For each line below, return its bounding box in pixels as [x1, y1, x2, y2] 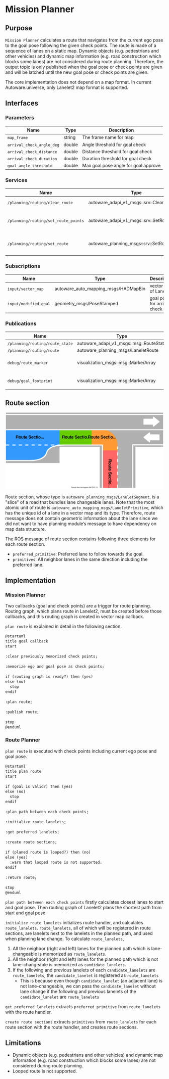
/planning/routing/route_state [7, 341, 73, 346]
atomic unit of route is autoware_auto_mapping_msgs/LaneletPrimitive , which [5, 504, 163, 510]
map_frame [7, 135, 28, 140]
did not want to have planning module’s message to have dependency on [5, 521, 157, 527]
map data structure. [5, 526, 46, 532]
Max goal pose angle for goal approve [82, 163, 161, 169]
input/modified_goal [7, 302, 51, 307]
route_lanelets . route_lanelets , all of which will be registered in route [5, 925, 151, 931]
